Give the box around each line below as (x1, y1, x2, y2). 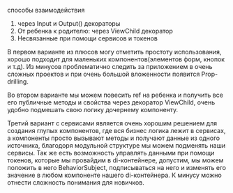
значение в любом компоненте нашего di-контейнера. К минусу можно (7, 171, 222, 179)
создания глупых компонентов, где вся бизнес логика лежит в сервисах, (7, 127, 226, 134)
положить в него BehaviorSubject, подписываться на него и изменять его (7, 164, 227, 171)
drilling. (7, 77, 29, 86)
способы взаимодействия (7, 6, 85, 14)
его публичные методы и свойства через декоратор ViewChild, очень (7, 98, 215, 107)
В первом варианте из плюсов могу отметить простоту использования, (7, 48, 222, 56)
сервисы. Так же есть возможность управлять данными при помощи (7, 149, 215, 157)
